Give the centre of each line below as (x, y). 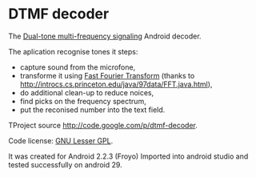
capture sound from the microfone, (78, 67)
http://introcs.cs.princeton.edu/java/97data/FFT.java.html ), (116, 84)
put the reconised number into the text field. (92, 110)
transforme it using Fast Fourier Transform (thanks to (107, 75)
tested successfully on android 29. (65, 164)
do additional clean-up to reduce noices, (87, 92)
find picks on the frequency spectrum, (83, 101)
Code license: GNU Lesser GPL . (61, 140)
